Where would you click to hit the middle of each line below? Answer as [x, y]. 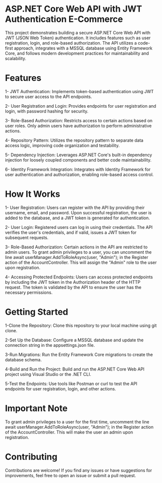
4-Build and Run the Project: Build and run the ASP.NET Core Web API [75, 369]
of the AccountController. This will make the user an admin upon [69, 432]
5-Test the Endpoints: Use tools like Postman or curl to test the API [71, 384]
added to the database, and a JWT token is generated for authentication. [77, 218]
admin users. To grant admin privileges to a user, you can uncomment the [78, 252]
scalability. [16, 58]
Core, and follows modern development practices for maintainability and [77, 53]
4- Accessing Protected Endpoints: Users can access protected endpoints [79, 277]
